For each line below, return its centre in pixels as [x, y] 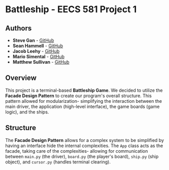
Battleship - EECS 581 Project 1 [71, 9]
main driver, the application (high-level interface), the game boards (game [82, 106]
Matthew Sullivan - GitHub [41, 62]
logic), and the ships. [27, 112]
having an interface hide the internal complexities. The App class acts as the [84, 146]
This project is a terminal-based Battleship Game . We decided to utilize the [84, 90]
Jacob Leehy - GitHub [36, 51]
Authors [19, 28]
